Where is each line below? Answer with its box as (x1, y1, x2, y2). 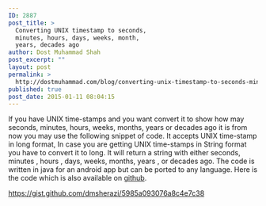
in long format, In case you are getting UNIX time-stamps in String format (8, 139, 247, 149)
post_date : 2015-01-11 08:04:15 (8, 93, 115, 101)
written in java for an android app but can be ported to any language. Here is (8, 165, 258, 174)
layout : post (8, 63, 51, 71)
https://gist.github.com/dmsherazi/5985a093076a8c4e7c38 (8, 189, 205, 198)
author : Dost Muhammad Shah (8, 48, 101, 56)
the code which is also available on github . (8, 174, 147, 183)
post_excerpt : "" (8, 56, 66, 64)
